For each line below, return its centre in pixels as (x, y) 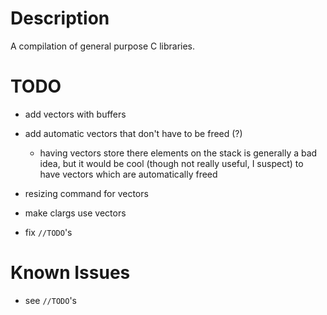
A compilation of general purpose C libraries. (103, 46)
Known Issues (70, 273)
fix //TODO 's (48, 232)
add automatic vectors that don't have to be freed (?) (133, 133)
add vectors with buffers (75, 114)
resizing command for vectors (86, 193)
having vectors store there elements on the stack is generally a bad (178, 153)
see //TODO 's (50, 300)
